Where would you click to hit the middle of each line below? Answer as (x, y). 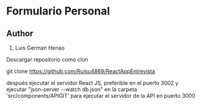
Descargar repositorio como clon (47, 59)
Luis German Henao (40, 48)
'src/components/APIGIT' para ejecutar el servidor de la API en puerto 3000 (101, 96)
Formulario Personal (58, 11)
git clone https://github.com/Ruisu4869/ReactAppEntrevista (81, 71)
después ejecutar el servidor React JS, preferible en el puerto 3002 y (92, 83)
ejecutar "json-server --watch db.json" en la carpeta (72, 89)
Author (20, 33)
